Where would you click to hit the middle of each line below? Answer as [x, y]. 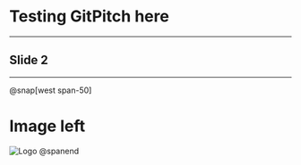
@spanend [59, 151]
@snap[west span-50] [51, 90]
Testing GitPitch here [90, 16]
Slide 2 [29, 60]
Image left [47, 126]
